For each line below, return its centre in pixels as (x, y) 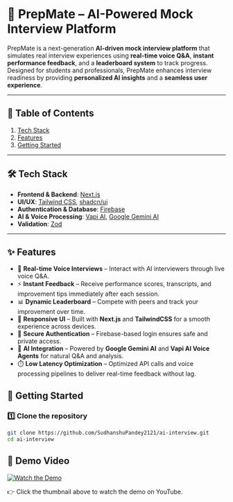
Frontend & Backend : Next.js (59, 194)
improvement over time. (51, 312)
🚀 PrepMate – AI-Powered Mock (100, 14)
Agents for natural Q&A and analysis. (70, 356)
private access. (39, 341)
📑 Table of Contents (51, 114)
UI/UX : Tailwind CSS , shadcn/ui (62, 201)
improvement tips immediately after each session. (88, 294)
